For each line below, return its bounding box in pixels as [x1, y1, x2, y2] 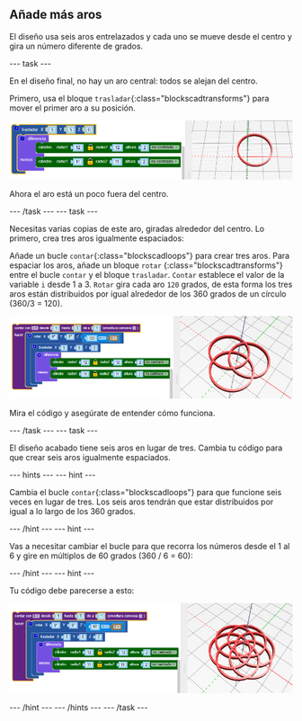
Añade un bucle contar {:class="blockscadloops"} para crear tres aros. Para [9, 250, 290, 261]
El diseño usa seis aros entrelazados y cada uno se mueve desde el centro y [9, 31, 292, 41]
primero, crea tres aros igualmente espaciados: [9, 233, 184, 244]
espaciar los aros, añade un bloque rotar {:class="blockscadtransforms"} [9, 260, 283, 271]
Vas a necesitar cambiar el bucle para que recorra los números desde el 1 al [9, 541, 290, 552]
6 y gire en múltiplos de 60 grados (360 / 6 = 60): [9, 550, 193, 561]
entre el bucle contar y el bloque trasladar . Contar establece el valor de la [9, 269, 285, 280]
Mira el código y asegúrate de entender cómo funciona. [9, 408, 216, 419]
